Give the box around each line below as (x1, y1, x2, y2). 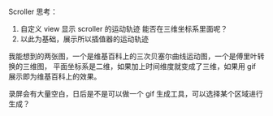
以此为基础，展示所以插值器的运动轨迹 (19, 34, 149, 44)
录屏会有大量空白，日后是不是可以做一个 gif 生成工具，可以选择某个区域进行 (8, 88, 264, 98)
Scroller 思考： (8, 6, 58, 16)
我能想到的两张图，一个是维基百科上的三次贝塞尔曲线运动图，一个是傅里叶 (8, 51, 258, 61)
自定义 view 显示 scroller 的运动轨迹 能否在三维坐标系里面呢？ (19, 24, 228, 33)
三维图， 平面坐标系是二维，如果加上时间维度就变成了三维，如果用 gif (22, 61, 257, 71)
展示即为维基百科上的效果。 (8, 71, 102, 81)
